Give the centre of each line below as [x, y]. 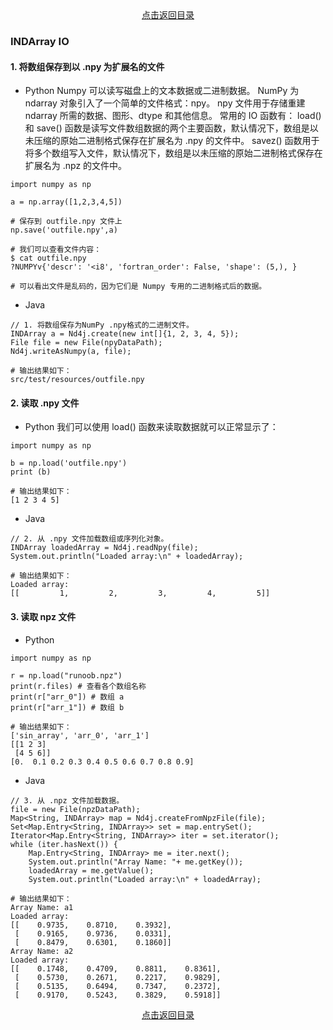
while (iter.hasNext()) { [64, 844]
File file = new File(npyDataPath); [86, 343]
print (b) [31, 472]
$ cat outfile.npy [48, 258]
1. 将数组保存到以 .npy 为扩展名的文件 [87, 66]
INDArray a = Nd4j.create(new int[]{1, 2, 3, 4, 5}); [125, 334]
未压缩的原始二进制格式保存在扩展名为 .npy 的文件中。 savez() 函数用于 [172, 141]
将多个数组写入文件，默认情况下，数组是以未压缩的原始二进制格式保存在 [173, 153]
